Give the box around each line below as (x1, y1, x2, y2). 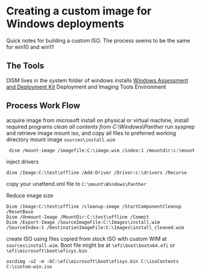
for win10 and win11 (6, 43, 54, 51)
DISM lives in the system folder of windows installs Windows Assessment (6, 76, 188, 84)
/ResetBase (6, 209, 34, 215)
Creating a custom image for (6, 4, 152, 18)
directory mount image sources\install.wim (6, 135, 116, 143)
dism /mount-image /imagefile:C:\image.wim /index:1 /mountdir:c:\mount (8, 147, 196, 153)
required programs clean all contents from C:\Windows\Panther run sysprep (6, 123, 195, 130)
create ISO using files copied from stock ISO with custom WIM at (6, 235, 167, 242)
